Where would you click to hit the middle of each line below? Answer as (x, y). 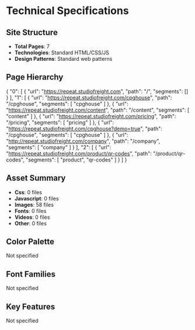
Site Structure (32, 32)
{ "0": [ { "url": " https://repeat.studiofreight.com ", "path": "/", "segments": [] (97, 91)
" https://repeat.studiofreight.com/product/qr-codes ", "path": (79, 153)
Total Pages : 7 (32, 46)
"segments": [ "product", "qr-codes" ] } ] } (76, 160)
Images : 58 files (34, 204)
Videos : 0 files (32, 217)
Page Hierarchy (35, 77)
